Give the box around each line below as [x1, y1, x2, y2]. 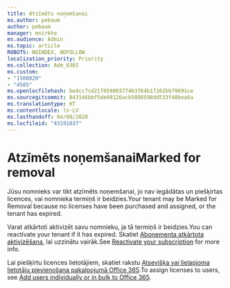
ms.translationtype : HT [7, 101, 76, 108]
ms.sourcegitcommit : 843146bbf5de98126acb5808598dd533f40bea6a [7, 94, 194, 101]
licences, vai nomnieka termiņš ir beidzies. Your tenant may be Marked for [7, 195, 217, 203]
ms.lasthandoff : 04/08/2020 [7, 113, 89, 120]
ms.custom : [7, 68, 39, 75]
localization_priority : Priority [7, 56, 104, 62]
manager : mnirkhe [7, 29, 57, 37]
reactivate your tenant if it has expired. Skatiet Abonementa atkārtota [7, 230, 204, 239]
